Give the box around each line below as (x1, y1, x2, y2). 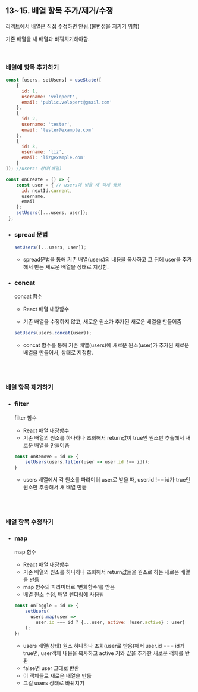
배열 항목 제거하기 (5, 383, 54, 392)
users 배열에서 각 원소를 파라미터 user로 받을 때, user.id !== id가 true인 (23, 476, 191, 483)
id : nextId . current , (21, 187, 73, 194)
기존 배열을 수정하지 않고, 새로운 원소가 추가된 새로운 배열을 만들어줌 (23, 318, 182, 325)
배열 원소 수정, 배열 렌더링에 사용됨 (23, 591, 105, 598)
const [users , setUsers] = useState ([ (5, 77, 102, 83)
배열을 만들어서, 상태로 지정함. (23, 349, 93, 356)
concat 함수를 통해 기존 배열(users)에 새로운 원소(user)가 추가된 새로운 (23, 342, 190, 349)
